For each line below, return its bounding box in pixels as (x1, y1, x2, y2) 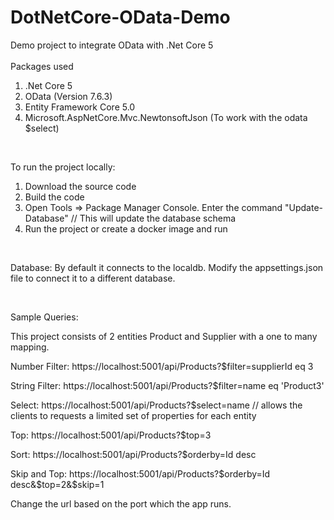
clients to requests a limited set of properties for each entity (10, 409, 257, 421)
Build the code (24, 191, 85, 203)
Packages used (10, 60, 74, 72)
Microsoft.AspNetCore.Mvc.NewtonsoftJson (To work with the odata (24, 111, 308, 123)
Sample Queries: (10, 311, 79, 323)
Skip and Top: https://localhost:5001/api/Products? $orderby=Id (10, 467, 271, 480)
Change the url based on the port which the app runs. (10, 497, 232, 510)
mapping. (10, 341, 50, 353)
